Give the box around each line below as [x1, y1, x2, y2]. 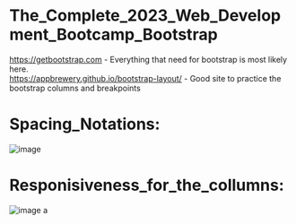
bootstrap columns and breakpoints [9, 82, 141, 93]
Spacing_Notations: [9, 114, 161, 134]
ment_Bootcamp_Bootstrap [9, 24, 218, 45]
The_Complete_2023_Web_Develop [9, 5, 281, 26]
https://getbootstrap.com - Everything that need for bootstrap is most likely [9, 54, 288, 65]
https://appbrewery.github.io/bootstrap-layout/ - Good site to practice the [9, 73, 282, 83]
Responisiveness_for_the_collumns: [9, 176, 284, 195]
